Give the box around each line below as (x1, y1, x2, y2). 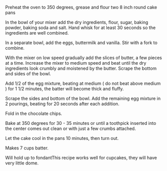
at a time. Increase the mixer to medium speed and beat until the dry (5, 60, 146, 66)
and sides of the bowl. (5, 71, 51, 77)
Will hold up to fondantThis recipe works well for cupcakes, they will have (5, 155, 157, 160)
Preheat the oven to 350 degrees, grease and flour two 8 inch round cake (5, 5, 157, 10)
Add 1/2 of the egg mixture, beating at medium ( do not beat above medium (5, 80, 161, 86)
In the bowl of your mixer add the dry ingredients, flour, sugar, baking (5, 20, 148, 25)
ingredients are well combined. (5, 30, 69, 36)
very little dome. (5, 160, 39, 166)
